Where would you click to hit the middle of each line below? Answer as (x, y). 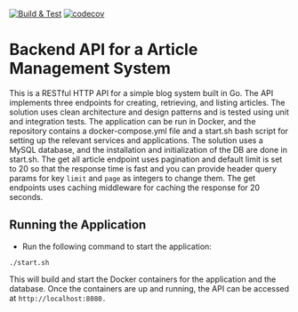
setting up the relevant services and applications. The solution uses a (137, 140)
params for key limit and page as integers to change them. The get (133, 178)
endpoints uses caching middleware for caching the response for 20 (135, 188)
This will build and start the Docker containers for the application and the (143, 279)
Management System (90, 69)
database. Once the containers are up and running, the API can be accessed (149, 288)
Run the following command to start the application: (117, 246)
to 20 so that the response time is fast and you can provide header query (143, 168)
